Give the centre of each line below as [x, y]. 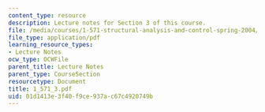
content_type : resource [47, 15]
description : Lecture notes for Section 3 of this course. [107, 23]
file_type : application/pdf [54, 37]
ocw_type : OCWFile [38, 60]
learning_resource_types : [50, 45]
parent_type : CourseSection [54, 74]
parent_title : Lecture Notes [56, 67]
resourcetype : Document [47, 81]
